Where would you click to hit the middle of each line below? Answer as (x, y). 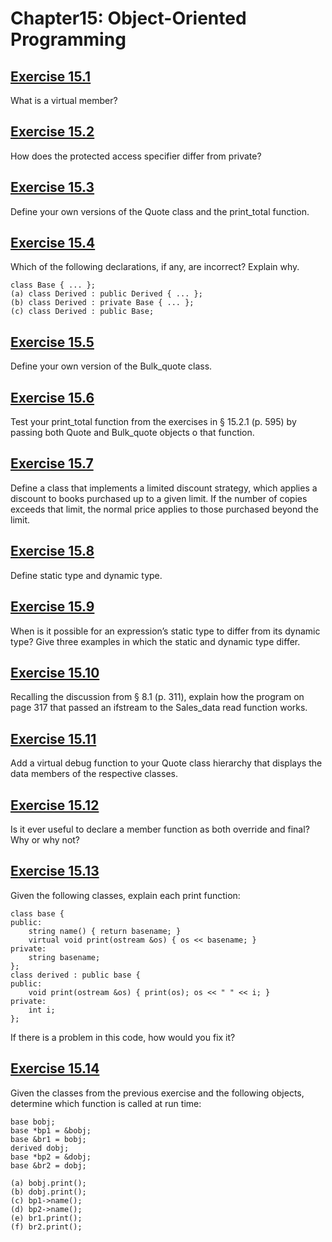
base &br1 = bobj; (48, 1139)
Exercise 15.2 (52, 132)
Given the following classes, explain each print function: (125, 895)
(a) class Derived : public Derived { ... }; (106, 294)
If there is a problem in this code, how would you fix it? (123, 1037)
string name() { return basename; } (105, 931)
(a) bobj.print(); (48, 1183)
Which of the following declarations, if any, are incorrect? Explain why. (155, 267)
